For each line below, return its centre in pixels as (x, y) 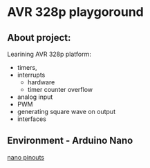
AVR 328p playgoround (75, 12)
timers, (27, 67)
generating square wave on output (66, 112)
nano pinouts (26, 157)
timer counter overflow (60, 90)
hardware (41, 82)
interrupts (31, 75)
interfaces (31, 119)
